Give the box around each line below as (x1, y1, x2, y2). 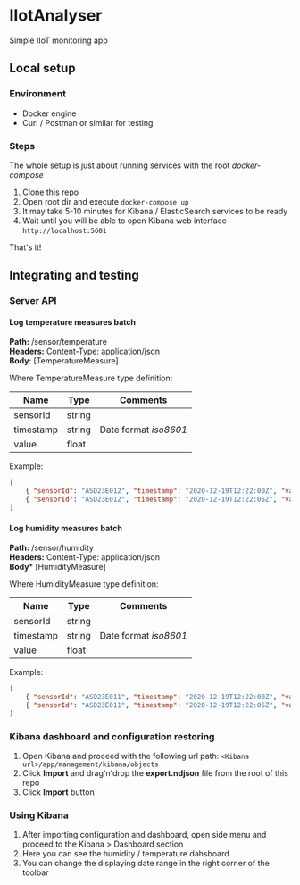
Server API (9, 295, 57, 307)
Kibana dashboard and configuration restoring (9, 730, 215, 742)
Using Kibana (9, 809, 69, 822)
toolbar (21, 867, 49, 878)
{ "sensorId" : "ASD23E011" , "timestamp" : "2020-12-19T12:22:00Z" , (25, 693, 278, 702)
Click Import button (21, 787, 96, 797)
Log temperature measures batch (9, 316, 137, 327)
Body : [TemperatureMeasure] (9, 355, 119, 366)
